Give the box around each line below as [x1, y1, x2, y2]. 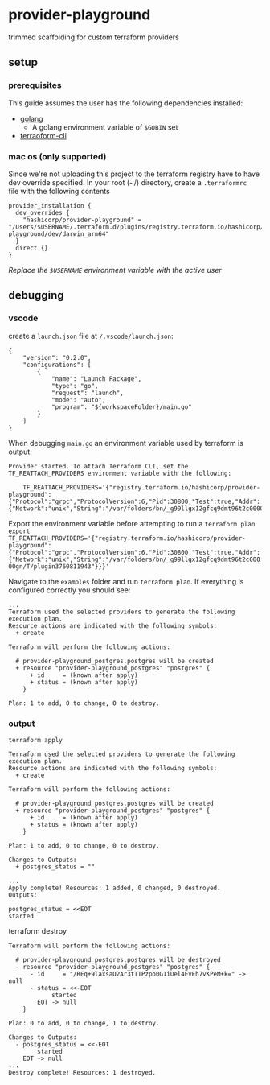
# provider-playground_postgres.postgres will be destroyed [15, 955, 221, 963]
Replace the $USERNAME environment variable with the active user [8, 265, 223, 274]
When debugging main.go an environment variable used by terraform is [8, 438, 243, 448]
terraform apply [8, 736, 63, 744]
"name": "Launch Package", [51, 374, 142, 383]
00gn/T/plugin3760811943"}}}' [8, 562, 110, 571]
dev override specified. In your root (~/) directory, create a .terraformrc [8, 177, 247, 187]
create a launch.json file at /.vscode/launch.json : [8, 331, 174, 340]
